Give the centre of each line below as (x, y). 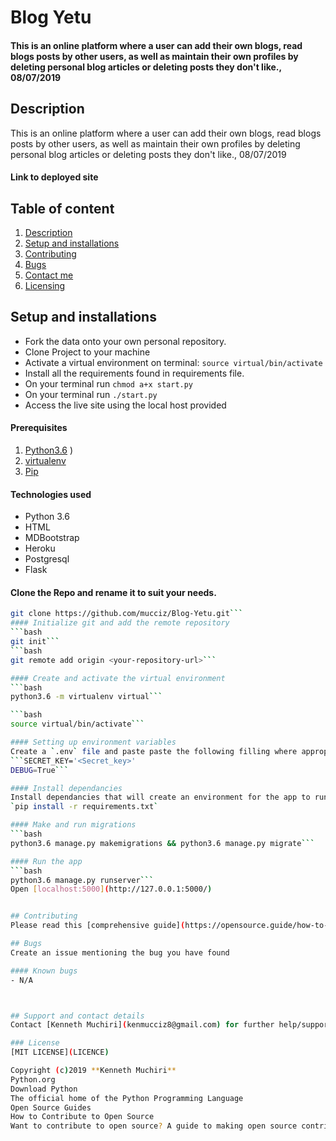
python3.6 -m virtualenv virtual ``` (86, 697)
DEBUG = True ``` (40, 770)
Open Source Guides (51, 1107)
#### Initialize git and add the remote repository (120, 623)
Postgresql (47, 559)
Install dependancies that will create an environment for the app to (160, 797)
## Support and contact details (77, 1016)
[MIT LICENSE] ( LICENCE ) (60, 1052)
